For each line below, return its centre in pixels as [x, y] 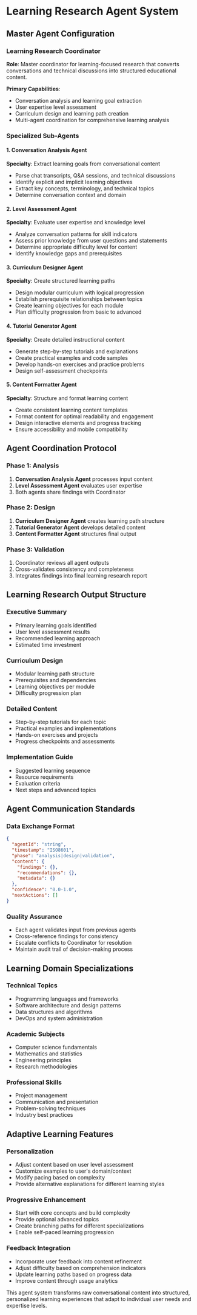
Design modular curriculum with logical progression [79, 292]
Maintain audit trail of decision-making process [74, 949]
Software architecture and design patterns [68, 1005]
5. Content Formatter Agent [42, 385]
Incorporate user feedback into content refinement [78, 1261]
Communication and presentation [57, 1102]
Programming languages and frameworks [67, 999]
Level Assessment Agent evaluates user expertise [78, 485]
